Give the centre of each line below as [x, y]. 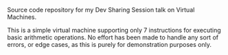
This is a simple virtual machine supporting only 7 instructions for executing [114, 30]
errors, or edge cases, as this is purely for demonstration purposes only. [109, 44]
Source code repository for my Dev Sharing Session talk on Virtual [101, 10]
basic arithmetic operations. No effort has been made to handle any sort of [113, 37]
